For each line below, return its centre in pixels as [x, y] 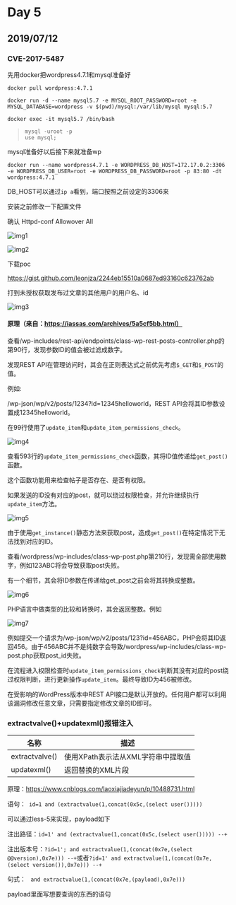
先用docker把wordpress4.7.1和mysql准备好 [69, 74]
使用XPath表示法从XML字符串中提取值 [128, 757]
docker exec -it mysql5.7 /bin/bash [61, 119]
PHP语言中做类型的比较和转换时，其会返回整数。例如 [85, 609]
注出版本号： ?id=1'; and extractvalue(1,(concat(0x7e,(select [100, 849]
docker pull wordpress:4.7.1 [50, 88]
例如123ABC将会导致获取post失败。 [71, 566]
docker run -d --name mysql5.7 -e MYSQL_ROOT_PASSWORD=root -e [102, 100]
